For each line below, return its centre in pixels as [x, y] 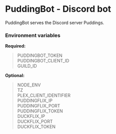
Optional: [15, 76]
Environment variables [33, 35]
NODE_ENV [29, 85]
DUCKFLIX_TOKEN [36, 127]
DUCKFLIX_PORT [35, 122]
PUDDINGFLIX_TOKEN [40, 111]
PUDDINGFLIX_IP [35, 101]
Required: [15, 46]
